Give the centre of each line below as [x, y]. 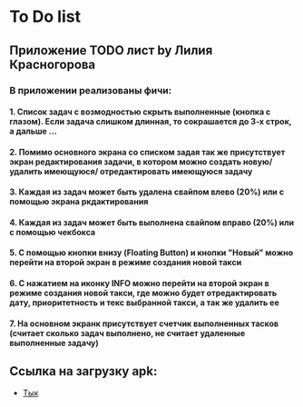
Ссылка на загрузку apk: [83, 371]
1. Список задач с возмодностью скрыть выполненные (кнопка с [140, 112]
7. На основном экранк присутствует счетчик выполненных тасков [144, 323]
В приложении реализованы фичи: [91, 90]
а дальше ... [33, 131]
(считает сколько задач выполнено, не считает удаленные [127, 333]
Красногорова [53, 64]
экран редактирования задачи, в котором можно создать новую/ [141, 162]
